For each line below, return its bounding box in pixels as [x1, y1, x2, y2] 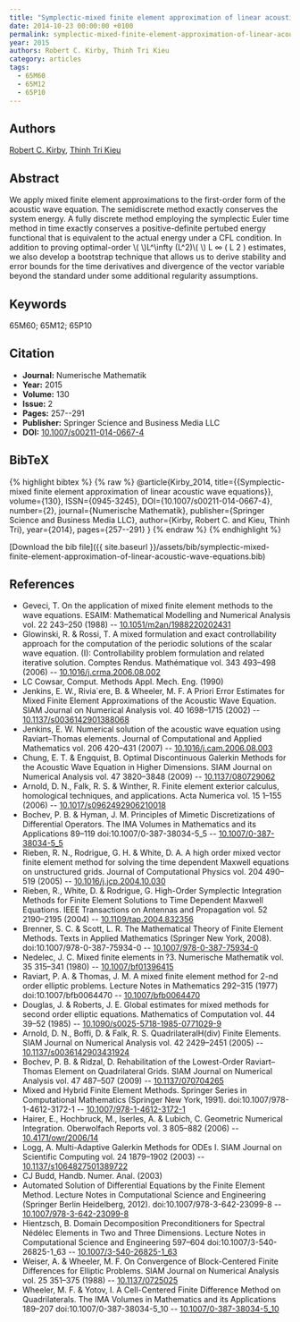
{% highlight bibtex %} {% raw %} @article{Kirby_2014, [9, 476, 213, 487]
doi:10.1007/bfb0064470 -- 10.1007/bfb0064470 [21, 990, 201, 1001]
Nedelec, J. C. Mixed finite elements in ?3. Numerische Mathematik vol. [21, 952, 284, 962]
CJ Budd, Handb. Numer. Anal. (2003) [21, 1171, 162, 1182]
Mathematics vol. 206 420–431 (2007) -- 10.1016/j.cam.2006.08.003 [21, 743, 273, 754]
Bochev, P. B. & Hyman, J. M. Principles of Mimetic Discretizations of [21, 809, 276, 820]
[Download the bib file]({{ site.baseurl [9, 541, 148, 552]
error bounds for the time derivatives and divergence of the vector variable [9, 261, 285, 272]
